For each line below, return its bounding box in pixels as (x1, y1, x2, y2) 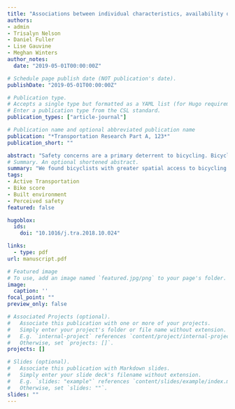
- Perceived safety (7, 197, 64, 204)
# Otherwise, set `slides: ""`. (7, 384, 108, 391)
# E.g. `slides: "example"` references (7, 377, 130, 385)
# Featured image (7, 268, 58, 275)
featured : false (7, 204, 55, 211)
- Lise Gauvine (7, 43, 52, 50)
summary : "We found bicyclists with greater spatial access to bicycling (7, 165, 227, 172)
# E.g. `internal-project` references (7, 333, 127, 340)
